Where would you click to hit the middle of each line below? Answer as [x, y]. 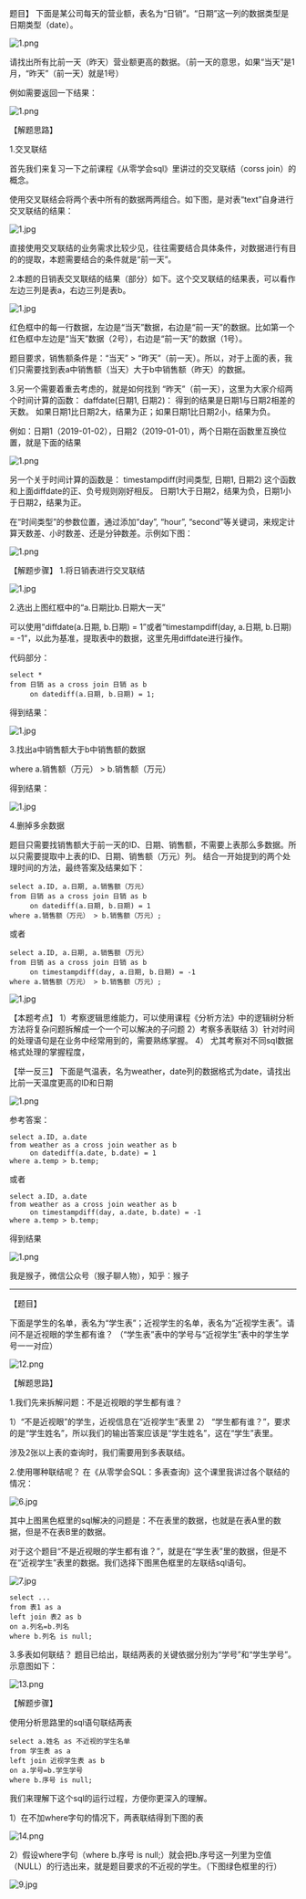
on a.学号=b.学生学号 [46, 1770]
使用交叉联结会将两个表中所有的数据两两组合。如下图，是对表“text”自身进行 [152, 199]
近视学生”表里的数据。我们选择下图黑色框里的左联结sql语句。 [136, 1563]
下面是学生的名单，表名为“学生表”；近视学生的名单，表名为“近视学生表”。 [148, 1323]
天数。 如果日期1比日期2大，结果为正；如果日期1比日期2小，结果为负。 [143, 412]
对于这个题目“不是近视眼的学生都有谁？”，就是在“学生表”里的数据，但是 [144, 1551]
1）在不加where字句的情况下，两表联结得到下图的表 [107, 1818]
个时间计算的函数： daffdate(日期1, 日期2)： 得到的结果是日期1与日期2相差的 [153, 400]
